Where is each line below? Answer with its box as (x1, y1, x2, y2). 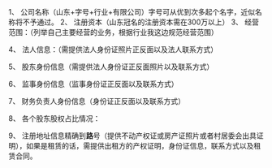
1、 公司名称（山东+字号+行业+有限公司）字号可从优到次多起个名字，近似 (8, 7, 256, 16)
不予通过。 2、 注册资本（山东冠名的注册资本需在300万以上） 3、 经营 (22, 17, 260, 27)
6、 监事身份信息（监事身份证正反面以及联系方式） (8, 80, 179, 88)
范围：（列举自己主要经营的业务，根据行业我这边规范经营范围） (8, 28, 218, 37)
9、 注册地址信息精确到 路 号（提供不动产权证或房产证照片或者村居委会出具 (8, 131, 257, 140)
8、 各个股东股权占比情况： (8, 114, 101, 123)
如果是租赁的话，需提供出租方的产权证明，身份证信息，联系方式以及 (25, 141, 254, 150)
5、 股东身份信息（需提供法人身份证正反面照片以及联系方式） (8, 62, 214, 71)
